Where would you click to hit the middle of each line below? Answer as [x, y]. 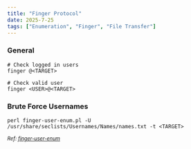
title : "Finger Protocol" [44, 13]
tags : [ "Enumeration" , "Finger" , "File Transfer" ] [82, 26]
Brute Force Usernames [48, 106]
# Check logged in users [43, 65]
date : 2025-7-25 [30, 20]
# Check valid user [35, 83]
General [21, 50]
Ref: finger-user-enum [34, 139]
